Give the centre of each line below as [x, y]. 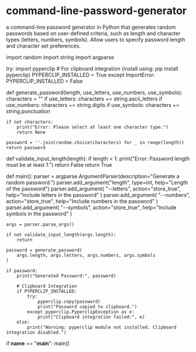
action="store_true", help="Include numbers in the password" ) [82, 201]
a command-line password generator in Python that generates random [91, 27]
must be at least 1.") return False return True [59, 165]
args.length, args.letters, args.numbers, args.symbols [86, 255]
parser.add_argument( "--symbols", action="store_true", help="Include [91, 207]
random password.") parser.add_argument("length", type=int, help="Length [97, 182]
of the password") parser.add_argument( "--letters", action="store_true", [94, 189]
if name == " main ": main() [38, 343]
